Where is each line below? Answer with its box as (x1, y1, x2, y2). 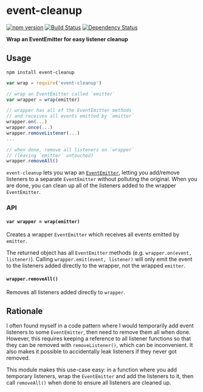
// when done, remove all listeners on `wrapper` (6, 146, 135, 153)
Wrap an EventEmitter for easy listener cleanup (6, 35, 129, 43)
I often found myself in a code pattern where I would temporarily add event (6, 322, 194, 329)
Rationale (6, 306, 43, 316)
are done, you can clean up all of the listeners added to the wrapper (6, 182, 176, 189)
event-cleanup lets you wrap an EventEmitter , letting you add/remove (6, 169, 181, 176)
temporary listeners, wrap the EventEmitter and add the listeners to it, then (6, 373, 194, 380)
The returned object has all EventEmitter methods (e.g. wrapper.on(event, (6, 249, 192, 256)
